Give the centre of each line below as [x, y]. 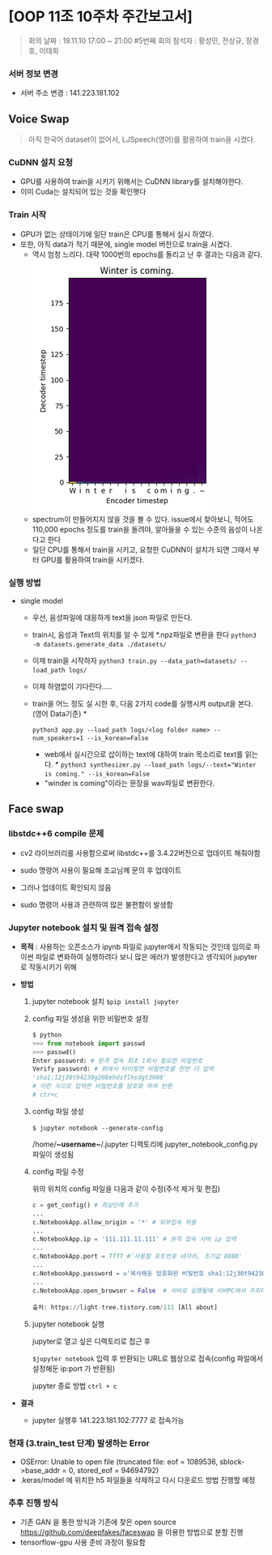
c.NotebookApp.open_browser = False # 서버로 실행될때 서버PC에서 [139, 1290]
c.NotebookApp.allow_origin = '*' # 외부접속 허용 [114, 1222]
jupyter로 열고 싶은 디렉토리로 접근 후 [91, 1341]
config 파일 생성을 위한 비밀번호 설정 [90, 1019]
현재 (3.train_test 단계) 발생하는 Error [79, 1443]
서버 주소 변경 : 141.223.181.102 [70, 93]
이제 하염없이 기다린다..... [72, 686]
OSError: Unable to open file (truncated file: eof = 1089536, [119, 1461]
